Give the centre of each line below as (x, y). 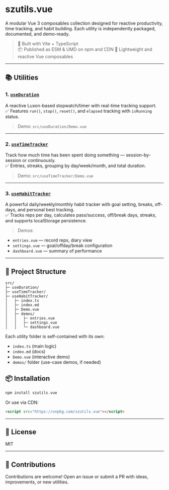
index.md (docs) (29, 352)
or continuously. (39, 160)
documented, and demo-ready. (37, 34)
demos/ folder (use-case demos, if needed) (57, 362)
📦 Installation (28, 379)
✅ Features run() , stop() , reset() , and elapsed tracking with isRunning (79, 111)
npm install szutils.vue (31, 393)
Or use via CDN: (22, 402)
